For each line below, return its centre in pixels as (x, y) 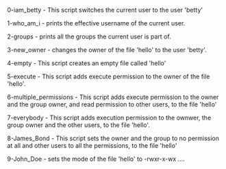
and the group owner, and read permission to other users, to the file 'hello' (112, 104)
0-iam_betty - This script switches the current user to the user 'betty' (105, 10)
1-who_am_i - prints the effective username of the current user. (96, 23)
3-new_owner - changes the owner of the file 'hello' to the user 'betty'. (107, 50)
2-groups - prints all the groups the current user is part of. (89, 36)
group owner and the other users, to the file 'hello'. (79, 125)
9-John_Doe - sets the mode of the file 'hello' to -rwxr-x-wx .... (96, 159)
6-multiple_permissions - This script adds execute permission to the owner (113, 97)
